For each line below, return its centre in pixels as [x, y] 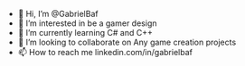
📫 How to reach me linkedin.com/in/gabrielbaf [105, 52]
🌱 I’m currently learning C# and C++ [85, 33]
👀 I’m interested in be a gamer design [87, 23]
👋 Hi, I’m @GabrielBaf [58, 14]
